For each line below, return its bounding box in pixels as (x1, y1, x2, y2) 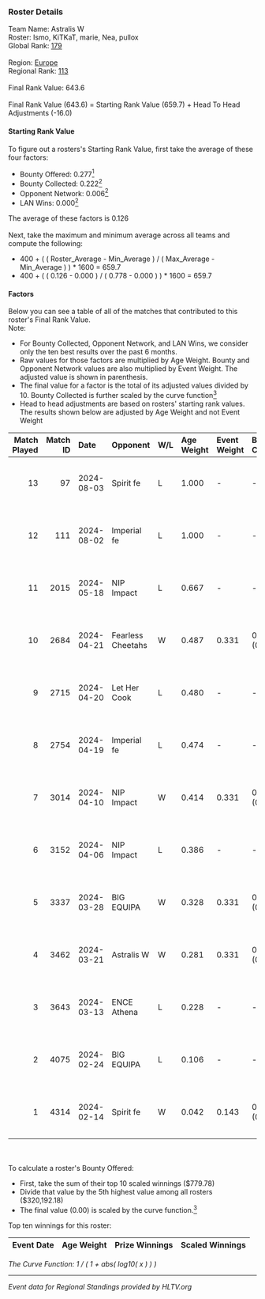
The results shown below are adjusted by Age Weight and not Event (19, 407, 241, 417)
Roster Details (8, 6, 64, 17)
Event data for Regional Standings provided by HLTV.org (8, 1282, 192, 1291)
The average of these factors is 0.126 (8, 214, 129, 223)
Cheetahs (111, 639, 147, 650)
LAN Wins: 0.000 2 (19, 197, 79, 208)
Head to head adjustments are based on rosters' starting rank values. (19, 399, 245, 408)
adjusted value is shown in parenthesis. (19, 373, 148, 382)
